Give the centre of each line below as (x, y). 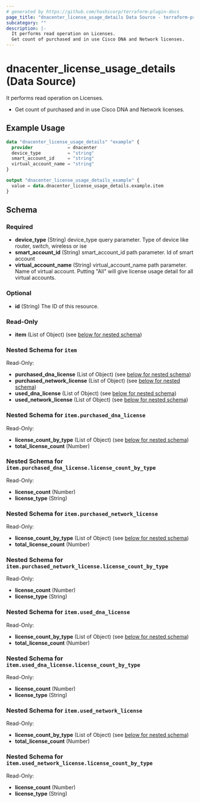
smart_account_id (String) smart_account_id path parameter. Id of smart (104, 252)
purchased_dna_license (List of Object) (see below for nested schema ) (103, 374)
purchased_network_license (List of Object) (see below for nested (97, 381)
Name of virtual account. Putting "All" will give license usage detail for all (104, 271)
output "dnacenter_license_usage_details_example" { (73, 180)
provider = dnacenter (54, 147)
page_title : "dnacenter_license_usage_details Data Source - (84, 17)
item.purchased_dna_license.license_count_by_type (81, 468)
